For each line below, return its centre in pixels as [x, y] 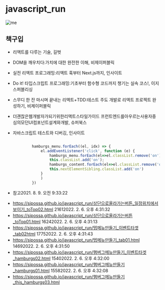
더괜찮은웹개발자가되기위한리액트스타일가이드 [56, 116]
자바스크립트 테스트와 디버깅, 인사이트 [49, 133]
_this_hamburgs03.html [36, 282]
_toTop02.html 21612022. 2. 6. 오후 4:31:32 [68, 209]
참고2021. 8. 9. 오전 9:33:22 [40, 193]
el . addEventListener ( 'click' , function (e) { [88, 151]
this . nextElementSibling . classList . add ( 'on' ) [96, 169]
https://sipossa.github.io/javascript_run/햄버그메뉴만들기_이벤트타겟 [79, 252]
